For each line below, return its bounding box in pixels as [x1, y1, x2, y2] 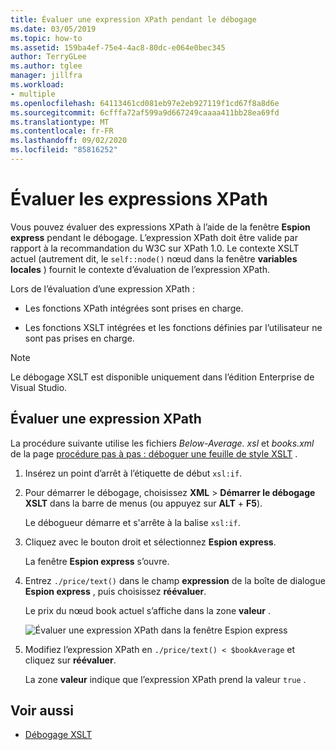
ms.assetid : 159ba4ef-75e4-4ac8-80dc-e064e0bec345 [10, 42, 226, 53]
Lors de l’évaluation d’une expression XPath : [10, 282, 195, 295]
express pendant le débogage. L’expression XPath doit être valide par [10, 231, 298, 243]
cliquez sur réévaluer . [24, 654, 117, 666]
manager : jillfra [10, 71, 83, 81]
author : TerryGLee [10, 52, 87, 62]
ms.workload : [10, 80, 65, 90]
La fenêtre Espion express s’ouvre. [24, 555, 170, 567]
